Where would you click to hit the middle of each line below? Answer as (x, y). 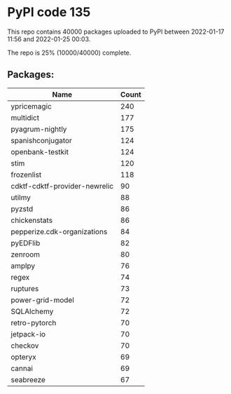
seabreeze (28, 379)
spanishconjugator (41, 140)
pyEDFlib (26, 243)
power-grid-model (43, 300)
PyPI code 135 (49, 12)
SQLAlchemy (32, 311)
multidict (25, 118)
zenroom (26, 254)
